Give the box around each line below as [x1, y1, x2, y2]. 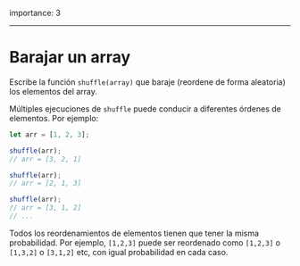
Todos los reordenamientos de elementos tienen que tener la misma [9, 228, 260, 238]
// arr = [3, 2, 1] [9, 154, 82, 163]
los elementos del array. [9, 86, 98, 96]
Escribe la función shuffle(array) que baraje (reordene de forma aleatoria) [9, 76, 286, 87]
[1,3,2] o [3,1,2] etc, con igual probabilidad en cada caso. [9, 246, 229, 257]
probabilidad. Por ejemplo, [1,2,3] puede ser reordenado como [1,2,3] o [9, 237, 281, 248]
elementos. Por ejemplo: [9, 112, 99, 123]
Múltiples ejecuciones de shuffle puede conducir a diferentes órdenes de [9, 103, 281, 114]
